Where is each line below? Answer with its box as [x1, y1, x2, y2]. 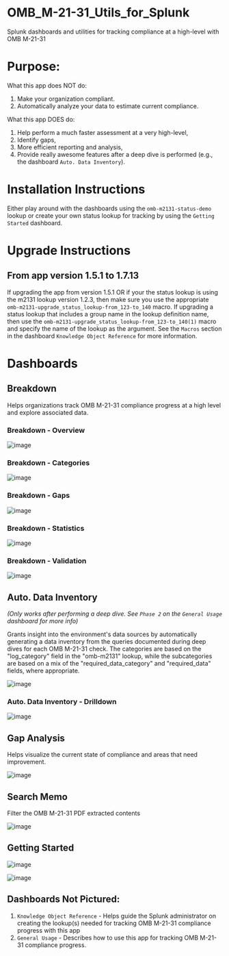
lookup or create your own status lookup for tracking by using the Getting [7, 211, 215, 220]
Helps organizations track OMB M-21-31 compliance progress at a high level [7, 401, 221, 409]
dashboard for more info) [7, 617, 79, 625]
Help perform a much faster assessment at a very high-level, [16, 128, 189, 136]
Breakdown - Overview [7, 425, 85, 435]
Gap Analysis [7, 732, 65, 744]
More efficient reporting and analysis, [16, 142, 123, 151]
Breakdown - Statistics [7, 523, 85, 533]
